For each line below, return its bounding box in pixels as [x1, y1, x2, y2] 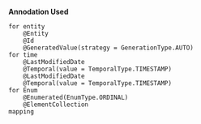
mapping [8, 108, 35, 116]
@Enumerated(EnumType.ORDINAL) [23, 93, 129, 101]
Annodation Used [8, 7, 69, 16]
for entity [8, 23, 45, 31]
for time [8, 51, 38, 59]
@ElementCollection [23, 100, 89, 109]
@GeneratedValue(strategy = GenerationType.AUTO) [23, 44, 195, 52]
